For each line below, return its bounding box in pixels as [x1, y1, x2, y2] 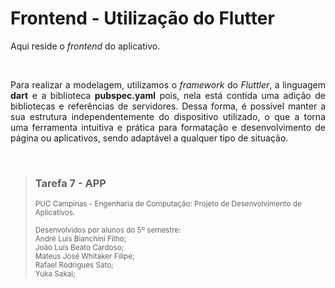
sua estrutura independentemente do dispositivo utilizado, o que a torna [10, 110, 326, 122]
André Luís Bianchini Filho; [34, 234, 127, 244]
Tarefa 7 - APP [34, 176, 107, 190]
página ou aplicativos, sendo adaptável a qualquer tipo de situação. [10, 132, 289, 144]
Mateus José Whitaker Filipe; [34, 252, 135, 262]
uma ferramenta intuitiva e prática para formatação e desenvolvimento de [10, 121, 326, 133]
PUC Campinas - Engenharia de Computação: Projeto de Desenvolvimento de [34, 199, 302, 209]
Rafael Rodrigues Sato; [34, 260, 114, 271]
